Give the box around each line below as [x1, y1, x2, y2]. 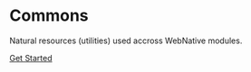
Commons [9, 5, 89, 26]
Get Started [9, 52, 53, 63]
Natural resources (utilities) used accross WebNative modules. [9, 35, 243, 46]
